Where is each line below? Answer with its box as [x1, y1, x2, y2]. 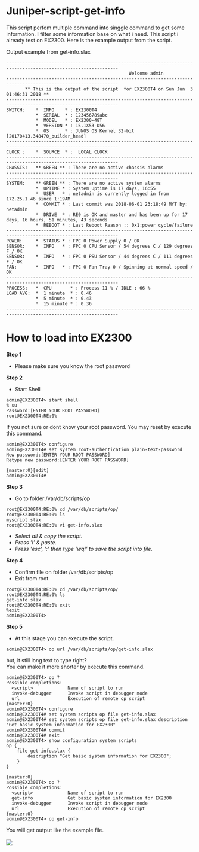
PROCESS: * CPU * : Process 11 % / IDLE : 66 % [6, 285, 151, 291]
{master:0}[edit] [6, 467, 49, 473]
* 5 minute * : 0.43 [35, 295, 92, 302]
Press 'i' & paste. [14, 538, 57, 546]
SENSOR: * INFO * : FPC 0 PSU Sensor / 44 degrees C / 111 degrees [6, 253, 194, 260]
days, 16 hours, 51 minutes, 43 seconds [6, 217, 108, 223]
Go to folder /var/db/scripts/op [14, 495, 91, 502]
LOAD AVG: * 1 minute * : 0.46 [6, 290, 92, 296]
